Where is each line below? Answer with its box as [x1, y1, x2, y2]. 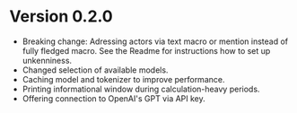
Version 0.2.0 [9, 6, 114, 27]
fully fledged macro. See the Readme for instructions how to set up [22, 45, 271, 56]
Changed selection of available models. [22, 65, 169, 75]
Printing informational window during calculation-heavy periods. [22, 83, 260, 94]
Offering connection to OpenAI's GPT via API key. [22, 92, 206, 104]
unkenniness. [22, 55, 73, 65]
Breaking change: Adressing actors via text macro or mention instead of [22, 36, 289, 47]
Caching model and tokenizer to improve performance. [22, 74, 225, 84]
